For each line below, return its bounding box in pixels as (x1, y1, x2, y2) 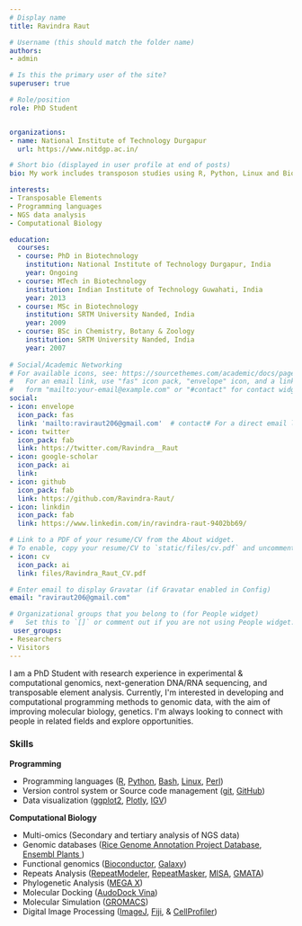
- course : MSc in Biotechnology (17, 302, 139, 311)
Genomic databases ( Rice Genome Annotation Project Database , (22, 839, 262, 850)
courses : (17, 244, 50, 253)
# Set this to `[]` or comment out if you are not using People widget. (9, 618, 296, 628)
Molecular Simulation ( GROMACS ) (22, 896, 149, 907)
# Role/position (9, 95, 70, 104)
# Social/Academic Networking (9, 361, 123, 370)
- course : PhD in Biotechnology (17, 252, 139, 261)
